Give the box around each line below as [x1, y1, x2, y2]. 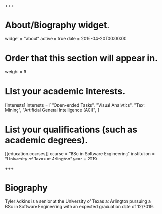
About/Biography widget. [5, 20, 110, 31]
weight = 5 [5, 69, 27, 74]
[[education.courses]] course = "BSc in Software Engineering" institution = [5, 150, 155, 156]
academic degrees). [5, 135, 88, 145]
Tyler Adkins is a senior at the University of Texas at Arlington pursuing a [5, 198, 151, 204]
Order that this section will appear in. [5, 53, 158, 64]
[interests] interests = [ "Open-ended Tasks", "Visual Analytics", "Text [5, 102, 145, 107]
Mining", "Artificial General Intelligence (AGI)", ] [5, 107, 100, 113]
